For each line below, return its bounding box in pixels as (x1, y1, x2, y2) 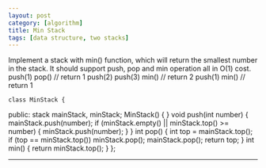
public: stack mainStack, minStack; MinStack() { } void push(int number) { (8, 110, 249, 120)
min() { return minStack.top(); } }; (8, 143, 116, 153)
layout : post (8, 11, 51, 20)
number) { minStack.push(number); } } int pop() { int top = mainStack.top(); (8, 127, 253, 136)
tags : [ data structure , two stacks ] (8, 33, 129, 42)
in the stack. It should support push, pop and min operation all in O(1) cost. (8, 64, 252, 74)
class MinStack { (8, 96, 66, 104)
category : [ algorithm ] (8, 19, 83, 27)
